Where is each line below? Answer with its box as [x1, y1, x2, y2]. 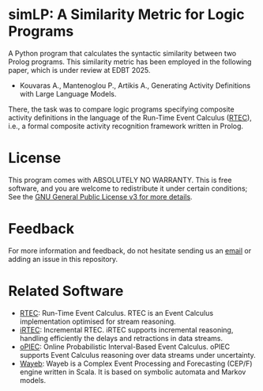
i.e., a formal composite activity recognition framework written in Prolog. [8, 121, 243, 131]
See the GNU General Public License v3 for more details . [8, 192, 193, 201]
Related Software [8, 283, 124, 300]
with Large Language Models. [19, 89, 117, 98]
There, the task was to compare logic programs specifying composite [8, 104, 235, 114]
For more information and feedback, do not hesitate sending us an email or [8, 245, 251, 255]
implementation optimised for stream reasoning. [19, 317, 176, 326]
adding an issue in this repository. [8, 254, 118, 264]
